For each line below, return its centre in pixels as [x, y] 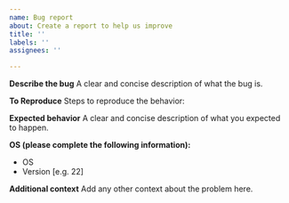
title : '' [28, 34]
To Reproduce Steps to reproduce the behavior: [97, 101]
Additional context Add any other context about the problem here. [131, 189]
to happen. [29, 128]
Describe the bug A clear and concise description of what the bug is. [136, 84]
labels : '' [29, 42]
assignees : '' [36, 51]
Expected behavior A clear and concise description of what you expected [145, 118]
